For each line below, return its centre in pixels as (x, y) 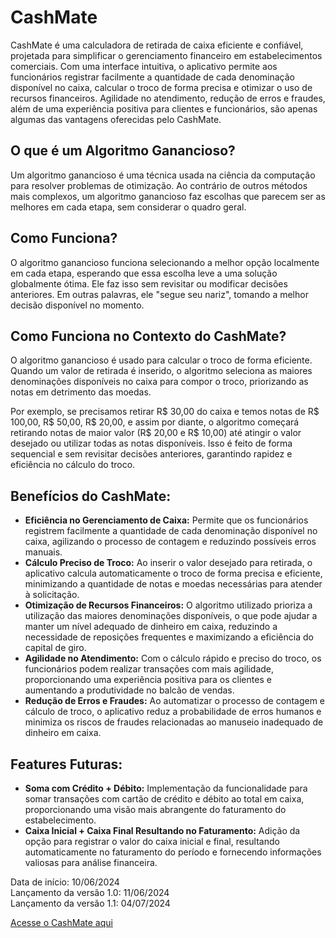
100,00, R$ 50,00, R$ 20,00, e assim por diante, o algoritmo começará (155, 422)
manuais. (43, 552)
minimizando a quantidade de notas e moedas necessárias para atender (173, 584)
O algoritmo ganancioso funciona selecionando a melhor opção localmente (165, 262)
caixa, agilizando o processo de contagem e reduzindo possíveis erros (170, 542)
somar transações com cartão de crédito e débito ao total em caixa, (164, 799)
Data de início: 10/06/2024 (65, 882)
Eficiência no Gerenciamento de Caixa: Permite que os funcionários (166, 520)
